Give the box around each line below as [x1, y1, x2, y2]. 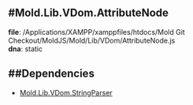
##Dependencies [8, 67, 95, 81]
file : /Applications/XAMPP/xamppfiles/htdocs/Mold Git [8, 27, 185, 36]
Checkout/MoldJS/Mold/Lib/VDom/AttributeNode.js [8, 36, 176, 45]
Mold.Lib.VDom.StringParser [19, 88, 113, 97]
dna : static [8, 43, 43, 54]
